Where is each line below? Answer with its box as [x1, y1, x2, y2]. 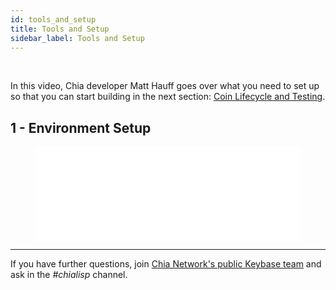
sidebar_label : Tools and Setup [10, 33, 145, 43]
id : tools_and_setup [10, 14, 97, 25]
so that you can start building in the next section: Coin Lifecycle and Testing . [10, 91, 326, 103]
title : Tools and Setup [10, 24, 110, 34]
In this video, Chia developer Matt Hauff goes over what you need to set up [10, 80, 320, 92]
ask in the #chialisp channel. [10, 269, 128, 281]
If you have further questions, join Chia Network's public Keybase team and [10, 258, 322, 270]
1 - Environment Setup [10, 119, 152, 136]
